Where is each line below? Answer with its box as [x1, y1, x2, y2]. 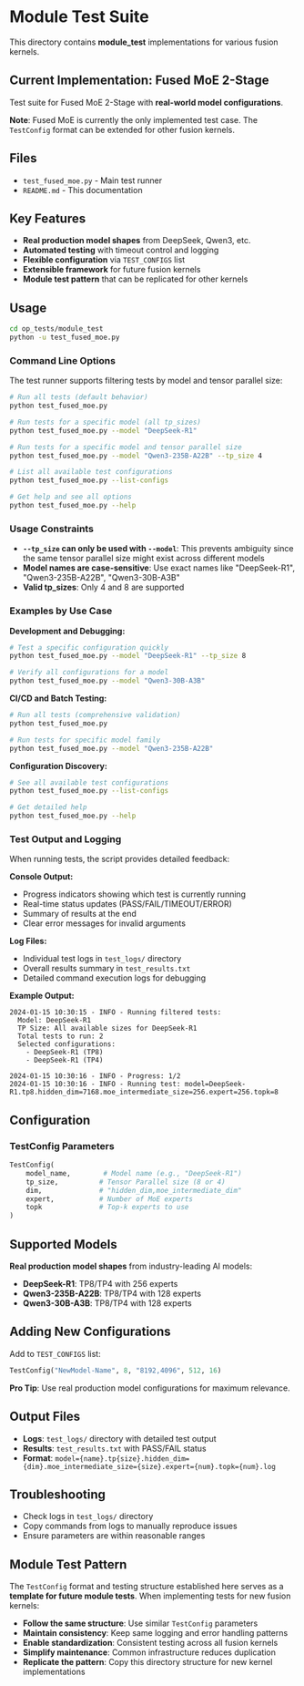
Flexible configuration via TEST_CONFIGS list [22, 254, 186, 265]
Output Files [9, 1409, 80, 1424]
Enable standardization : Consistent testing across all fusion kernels [22, 1638, 279, 1649]
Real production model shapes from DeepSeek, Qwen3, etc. [22, 235, 251, 246]
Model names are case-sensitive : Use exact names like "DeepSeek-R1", [22, 562, 296, 573]
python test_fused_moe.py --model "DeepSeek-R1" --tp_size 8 [9, 652, 247, 661]
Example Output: [9, 991, 75, 1002]
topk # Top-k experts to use [25, 1203, 189, 1212]
